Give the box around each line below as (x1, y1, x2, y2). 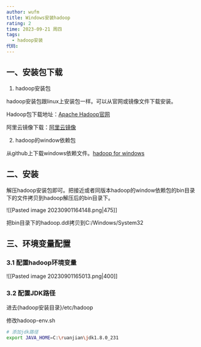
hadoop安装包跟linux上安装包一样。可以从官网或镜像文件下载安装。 (6, 97, 177, 104)
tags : (6, 32, 20, 38)
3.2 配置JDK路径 (6, 289, 56, 298)
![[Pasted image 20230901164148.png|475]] (6, 206, 118, 214)
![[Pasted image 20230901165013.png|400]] (6, 272, 118, 280)
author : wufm (6, 9, 40, 15)
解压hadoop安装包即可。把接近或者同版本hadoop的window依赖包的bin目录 (6, 186, 196, 194)
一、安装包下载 (6, 67, 63, 78)
